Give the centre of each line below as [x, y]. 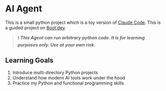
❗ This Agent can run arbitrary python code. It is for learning [81, 37]
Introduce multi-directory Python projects [55, 72]
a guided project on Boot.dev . [36, 27]
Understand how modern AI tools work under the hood [69, 78]
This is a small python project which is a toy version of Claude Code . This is [83, 22]
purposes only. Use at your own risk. [56, 45]
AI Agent [24, 9]
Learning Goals [29, 60]
